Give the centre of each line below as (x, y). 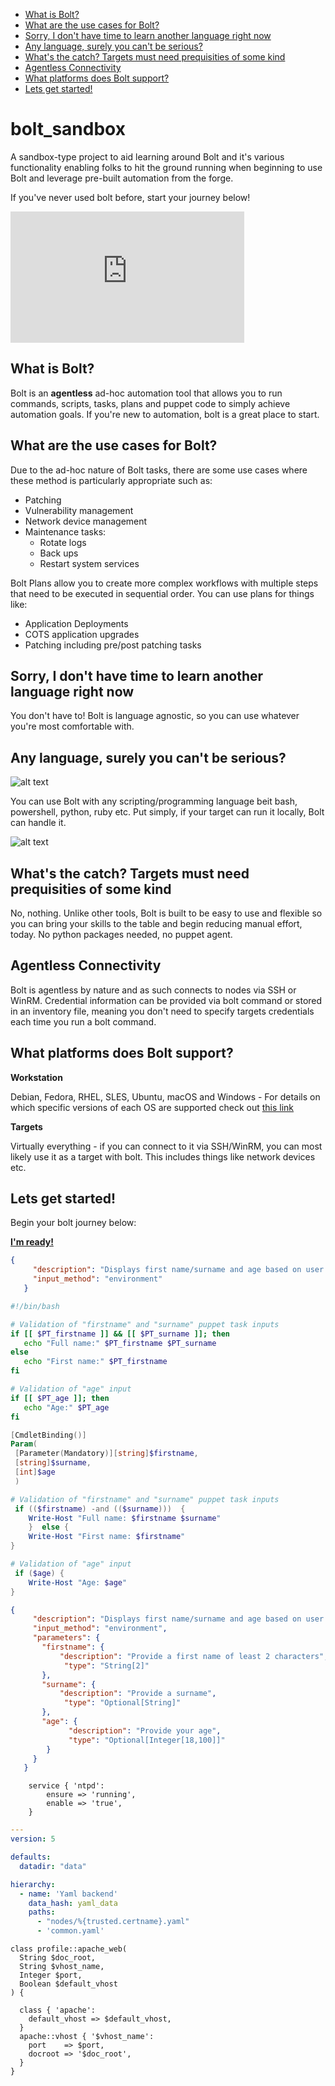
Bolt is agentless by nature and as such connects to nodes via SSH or (153, 990)
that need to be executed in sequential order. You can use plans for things (162, 593)
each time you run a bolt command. (83, 1021)
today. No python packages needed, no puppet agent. (121, 934)
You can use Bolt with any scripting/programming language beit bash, (154, 801)
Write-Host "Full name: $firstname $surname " (125, 1518)
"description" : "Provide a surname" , (138, 1694)
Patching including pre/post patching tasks (113, 645)
